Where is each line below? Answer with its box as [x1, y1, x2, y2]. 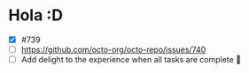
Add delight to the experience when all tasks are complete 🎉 [20, 55, 241, 65]
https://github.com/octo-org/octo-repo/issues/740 [20, 45, 206, 55]
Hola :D [8, 5, 64, 26]
